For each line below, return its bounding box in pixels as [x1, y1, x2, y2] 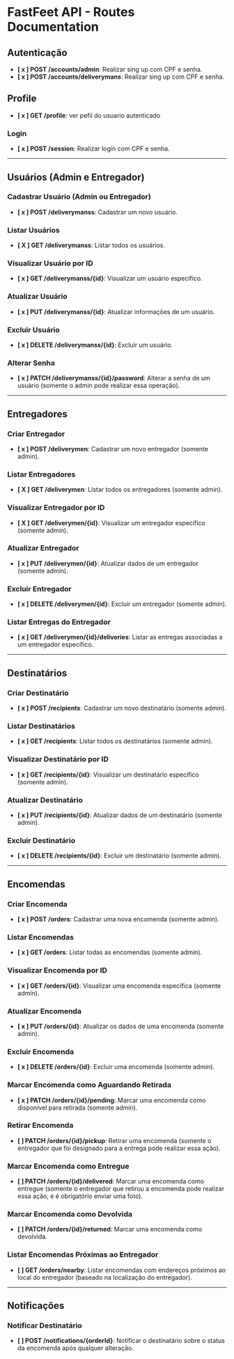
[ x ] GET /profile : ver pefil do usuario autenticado [17, 111, 161, 119]
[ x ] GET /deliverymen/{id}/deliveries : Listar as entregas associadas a [17, 633, 223, 642]
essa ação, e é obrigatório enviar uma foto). [17, 1192, 143, 1200]
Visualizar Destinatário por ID [7, 754, 109, 764]
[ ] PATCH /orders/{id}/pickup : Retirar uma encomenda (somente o [17, 1136, 212, 1144]
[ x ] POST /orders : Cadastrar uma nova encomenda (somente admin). [17, 915, 219, 924]
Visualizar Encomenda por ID [7, 965, 108, 975]
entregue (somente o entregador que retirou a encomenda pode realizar [17, 1185, 225, 1193]
